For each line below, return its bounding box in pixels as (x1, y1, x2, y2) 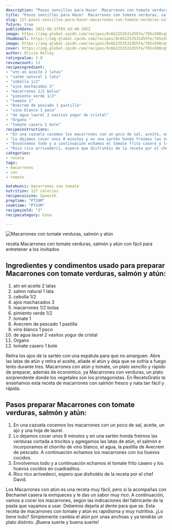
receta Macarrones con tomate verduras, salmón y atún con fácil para (6, 241, 153, 247)
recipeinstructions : (6, 127, 50, 132)
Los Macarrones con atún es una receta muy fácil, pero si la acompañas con (6, 486, 167, 493)
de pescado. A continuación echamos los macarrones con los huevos (13, 449, 160, 455)
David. (13, 477, 27, 482)
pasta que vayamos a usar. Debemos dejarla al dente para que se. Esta (6, 503, 155, 508)
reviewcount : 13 (6, 60, 40, 65)
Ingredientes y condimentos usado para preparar (6, 261, 165, 270)
